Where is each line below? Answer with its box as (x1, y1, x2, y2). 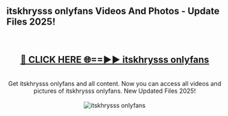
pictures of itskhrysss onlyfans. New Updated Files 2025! (33, 87, 196, 95)
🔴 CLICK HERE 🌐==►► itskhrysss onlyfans (20, 54, 209, 66)
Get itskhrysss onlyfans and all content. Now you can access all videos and (8, 79, 221, 87)
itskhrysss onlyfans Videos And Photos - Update (6, 5, 220, 17)
